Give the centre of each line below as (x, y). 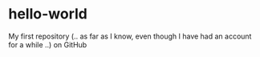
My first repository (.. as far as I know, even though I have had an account (130, 36)
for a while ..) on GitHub (48, 44)
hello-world (48, 14)
